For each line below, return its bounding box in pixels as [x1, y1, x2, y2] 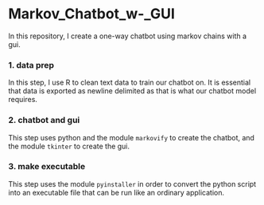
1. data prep [8, 59, 54, 70]
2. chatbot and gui [8, 115, 80, 126]
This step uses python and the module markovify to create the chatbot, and [8, 132, 254, 142]
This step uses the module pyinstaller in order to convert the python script [8, 179, 257, 188]
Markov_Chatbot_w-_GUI [8, 5, 175, 23]
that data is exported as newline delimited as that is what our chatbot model [8, 86, 257, 96]
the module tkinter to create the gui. [8, 141, 130, 151]
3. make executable [8, 161, 86, 172]
